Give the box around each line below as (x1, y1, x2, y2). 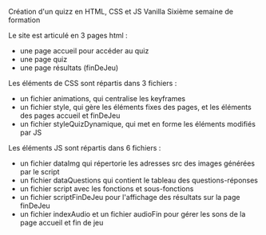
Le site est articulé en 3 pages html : (8, 31, 128, 40)
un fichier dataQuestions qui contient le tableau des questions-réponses (19, 175, 258, 185)
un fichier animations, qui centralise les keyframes (19, 94, 186, 103)
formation (8, 15, 41, 25)
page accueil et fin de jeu (19, 218, 104, 227)
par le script (19, 167, 60, 176)
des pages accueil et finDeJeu (19, 111, 121, 120)
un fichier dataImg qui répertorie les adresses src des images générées (19, 159, 256, 168)
